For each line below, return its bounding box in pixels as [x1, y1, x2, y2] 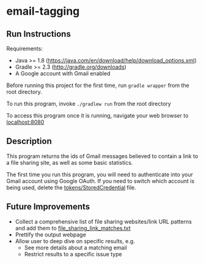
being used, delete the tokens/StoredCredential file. [6, 184, 136, 191]
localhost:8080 [6, 118, 45, 126]
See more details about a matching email [24, 244, 127, 251]
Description [6, 136, 52, 146]
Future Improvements [6, 202, 90, 212]
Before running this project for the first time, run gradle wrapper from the [6, 81, 189, 89]
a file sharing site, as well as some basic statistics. [6, 159, 133, 166]
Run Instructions [6, 29, 71, 39]
